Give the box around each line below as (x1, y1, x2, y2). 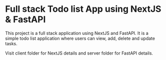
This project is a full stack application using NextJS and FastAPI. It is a (5, 30, 149, 36)
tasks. (5, 40, 18, 46)
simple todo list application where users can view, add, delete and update (5, 35, 155, 41)
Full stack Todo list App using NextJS (5, 3, 162, 15)
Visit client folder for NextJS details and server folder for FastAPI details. (5, 50, 154, 56)
